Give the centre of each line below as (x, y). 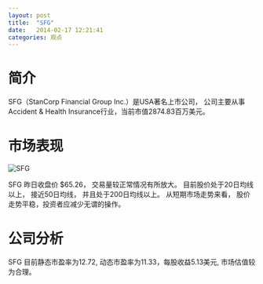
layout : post (29, 15)
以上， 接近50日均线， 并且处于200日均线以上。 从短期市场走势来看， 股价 (130, 195)
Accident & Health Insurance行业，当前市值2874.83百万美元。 (109, 111)
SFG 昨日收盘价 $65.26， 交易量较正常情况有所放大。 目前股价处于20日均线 (131, 184)
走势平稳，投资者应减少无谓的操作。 (67, 204)
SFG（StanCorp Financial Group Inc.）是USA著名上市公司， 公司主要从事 (127, 102)
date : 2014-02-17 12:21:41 (56, 30)
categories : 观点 (35, 37)
